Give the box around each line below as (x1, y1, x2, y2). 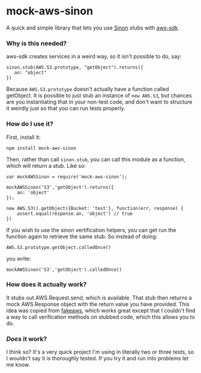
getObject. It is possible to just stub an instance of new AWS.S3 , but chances (6, 92, 192, 99)
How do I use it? (6, 120, 54, 128)
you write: (6, 254, 31, 262)
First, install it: (6, 134, 41, 141)
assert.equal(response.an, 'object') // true (17, 211, 133, 217)
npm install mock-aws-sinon (6, 145, 77, 151)
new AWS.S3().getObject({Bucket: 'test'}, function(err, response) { (6, 205, 184, 211)
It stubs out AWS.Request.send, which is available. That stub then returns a (6, 294, 192, 301)
